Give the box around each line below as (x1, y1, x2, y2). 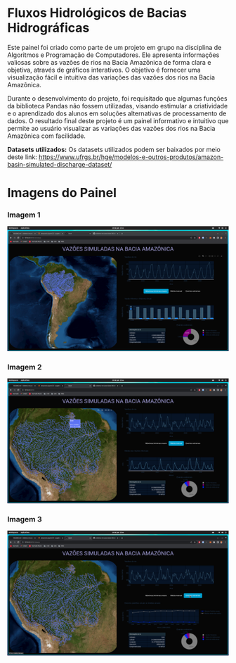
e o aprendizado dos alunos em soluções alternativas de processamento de (7, 109, 227, 118)
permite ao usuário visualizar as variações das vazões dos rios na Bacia (7, 124, 216, 132)
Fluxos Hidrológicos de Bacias (7, 5, 188, 21)
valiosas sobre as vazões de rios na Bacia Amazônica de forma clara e (7, 58, 211, 66)
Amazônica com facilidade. (7, 132, 86, 140)
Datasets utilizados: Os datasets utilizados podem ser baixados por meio (7, 145, 221, 153)
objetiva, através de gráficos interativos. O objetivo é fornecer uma (7, 65, 201, 74)
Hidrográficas (7, 20, 90, 36)
